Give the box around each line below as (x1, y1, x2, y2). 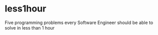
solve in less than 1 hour (5, 24, 55, 30)
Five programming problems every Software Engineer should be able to (5, 19, 153, 25)
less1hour (5, 3, 46, 14)
